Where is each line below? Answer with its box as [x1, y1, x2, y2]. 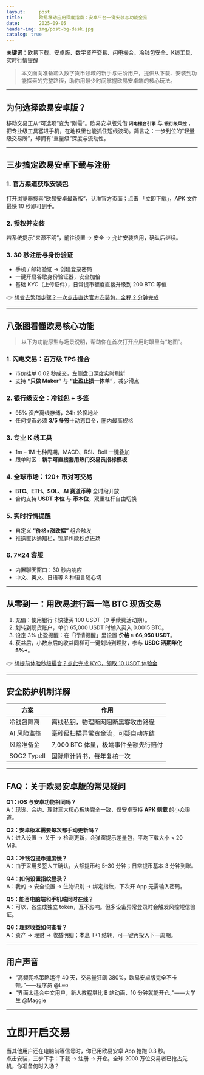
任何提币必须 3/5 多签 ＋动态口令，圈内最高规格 [15, 417, 134, 424]
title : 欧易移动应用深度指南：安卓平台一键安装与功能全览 [6, 15, 148, 21]
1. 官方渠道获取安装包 [6, 180, 69, 188]
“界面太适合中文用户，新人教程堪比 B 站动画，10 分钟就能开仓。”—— [15, 989, 185, 997]
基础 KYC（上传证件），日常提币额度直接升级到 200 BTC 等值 [15, 281, 167, 288]
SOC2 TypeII [9, 752, 46, 760]
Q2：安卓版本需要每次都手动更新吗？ [6, 826, 99, 834]
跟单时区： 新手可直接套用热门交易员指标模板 [15, 455, 127, 463]
